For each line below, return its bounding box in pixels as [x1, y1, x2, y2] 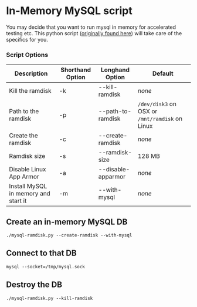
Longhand [100, 66, 130, 74]
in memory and [9, 190, 51, 198]
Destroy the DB [6, 280, 63, 290]
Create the [9, 131, 38, 140]
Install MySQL [9, 182, 47, 190]
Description [14, 69, 48, 77]
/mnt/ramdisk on [137, 114, 183, 123]
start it [9, 197, 27, 205]
